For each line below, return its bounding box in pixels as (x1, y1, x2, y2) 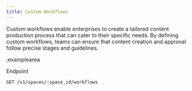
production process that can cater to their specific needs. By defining (6, 31, 179, 39)
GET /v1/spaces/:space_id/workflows (6, 79, 98, 85)
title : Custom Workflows (6, 8, 69, 15)
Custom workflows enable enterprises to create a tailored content (6, 25, 170, 32)
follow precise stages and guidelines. (6, 44, 99, 51)
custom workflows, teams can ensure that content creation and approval (6, 38, 187, 45)
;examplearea (6, 56, 40, 63)
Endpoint (6, 67, 29, 75)
